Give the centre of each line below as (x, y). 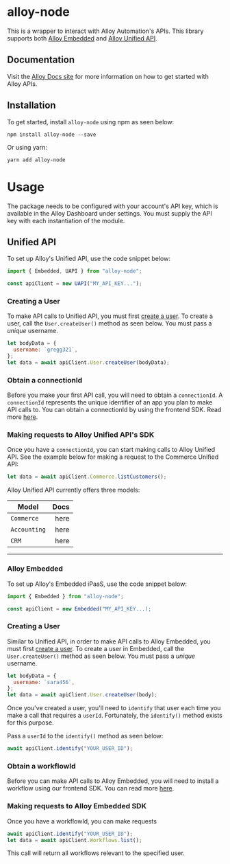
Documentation (41, 60)
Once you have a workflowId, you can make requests (82, 821)
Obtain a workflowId (42, 766)
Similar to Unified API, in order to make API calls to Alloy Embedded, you (109, 641)
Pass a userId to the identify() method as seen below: (85, 736)
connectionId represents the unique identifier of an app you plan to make (110, 402)
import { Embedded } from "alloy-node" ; (66, 596)
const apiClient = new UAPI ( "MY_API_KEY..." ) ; (75, 284)
